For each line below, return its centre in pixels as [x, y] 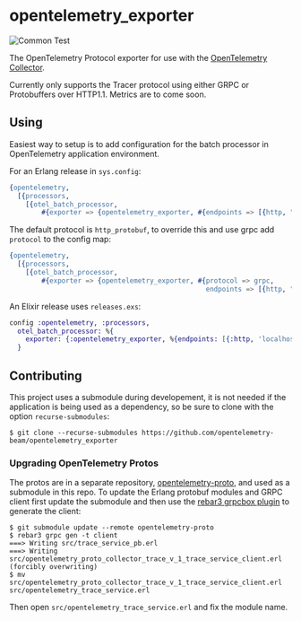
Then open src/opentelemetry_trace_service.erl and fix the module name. [149, 608]
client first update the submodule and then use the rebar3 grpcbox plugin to [149, 502]
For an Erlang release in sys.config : [75, 171]
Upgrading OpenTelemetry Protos [84, 463]
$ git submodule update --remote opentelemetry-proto [112, 528]
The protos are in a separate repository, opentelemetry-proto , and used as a [150, 483]
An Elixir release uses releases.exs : [75, 306]
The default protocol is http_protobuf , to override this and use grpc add [142, 230]
